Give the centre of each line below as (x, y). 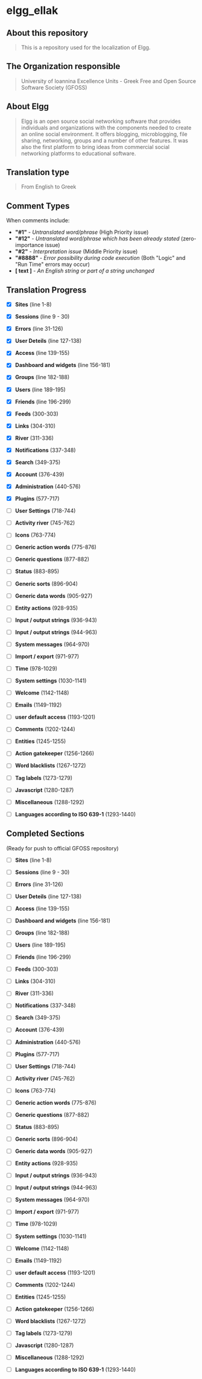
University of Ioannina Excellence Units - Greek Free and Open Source (109, 81)
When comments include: (38, 220)
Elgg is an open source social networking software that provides (101, 121)
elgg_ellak (32, 11)
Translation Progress (46, 290)
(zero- (188, 239)
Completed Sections (45, 834)
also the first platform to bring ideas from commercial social (95, 147)
